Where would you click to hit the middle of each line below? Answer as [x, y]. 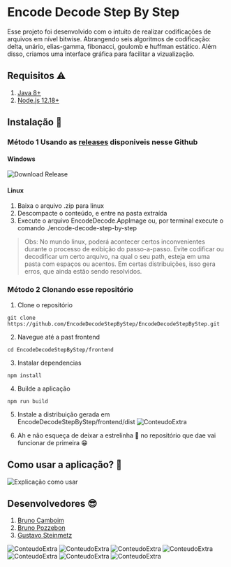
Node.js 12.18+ [38, 100]
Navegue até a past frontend [58, 337]
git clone [22, 318]
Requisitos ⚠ [37, 76]
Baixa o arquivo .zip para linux [61, 206]
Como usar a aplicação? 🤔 [65, 465]
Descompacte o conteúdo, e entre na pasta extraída [92, 213]
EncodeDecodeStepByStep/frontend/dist [76, 421]
